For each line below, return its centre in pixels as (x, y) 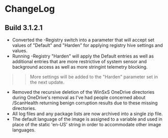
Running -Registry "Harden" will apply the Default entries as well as (83, 56)
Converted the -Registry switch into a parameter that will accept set (83, 40)
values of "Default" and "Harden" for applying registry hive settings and (88, 45)
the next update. (47, 82)
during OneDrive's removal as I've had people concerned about (79, 98)
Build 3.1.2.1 (24, 28)
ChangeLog (30, 9)
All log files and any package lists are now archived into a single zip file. (87, 114)
